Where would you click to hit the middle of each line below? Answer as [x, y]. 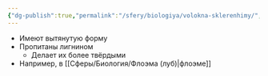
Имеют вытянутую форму [63, 38]
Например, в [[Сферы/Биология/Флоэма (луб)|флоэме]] [115, 63]
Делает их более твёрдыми [78, 55]
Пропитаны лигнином [56, 46]
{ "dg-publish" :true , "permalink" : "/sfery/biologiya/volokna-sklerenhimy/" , [135, 15]
